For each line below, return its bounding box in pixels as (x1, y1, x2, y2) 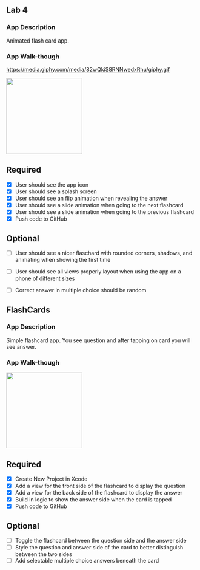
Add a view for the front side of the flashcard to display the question (15, 482, 186, 490)
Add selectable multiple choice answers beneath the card (15, 557, 159, 565)
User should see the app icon (15, 180, 89, 188)
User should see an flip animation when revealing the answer (15, 194, 168, 202)
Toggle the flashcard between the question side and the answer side (15, 537, 187, 544)
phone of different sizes (15, 275, 75, 282)
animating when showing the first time (15, 256, 111, 264)
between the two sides (15, 551, 73, 558)
